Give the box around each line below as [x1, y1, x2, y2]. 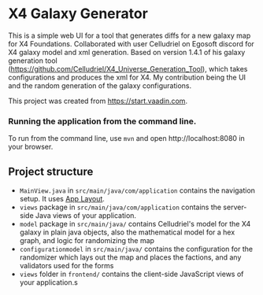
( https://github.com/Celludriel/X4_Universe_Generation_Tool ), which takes [8, 64, 248, 73]
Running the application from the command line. [8, 116, 197, 127]
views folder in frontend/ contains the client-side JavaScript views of [19, 269, 244, 279]
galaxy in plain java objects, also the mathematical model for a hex [19, 227, 235, 237]
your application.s [19, 278, 79, 287]
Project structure [8, 164, 94, 178]
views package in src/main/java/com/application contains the [19, 202, 222, 212]
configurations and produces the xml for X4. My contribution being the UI [8, 72, 246, 82]
